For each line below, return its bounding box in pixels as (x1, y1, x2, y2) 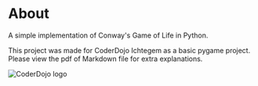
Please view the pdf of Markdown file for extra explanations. (8, 54, 203, 63)
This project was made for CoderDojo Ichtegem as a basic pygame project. (8, 45, 251, 55)
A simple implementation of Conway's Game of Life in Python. (8, 30, 209, 40)
